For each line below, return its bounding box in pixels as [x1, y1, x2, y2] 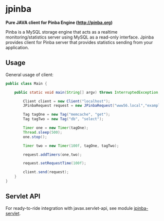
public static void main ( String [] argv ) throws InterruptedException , [14, 90, 161, 95]
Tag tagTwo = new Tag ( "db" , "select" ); [23, 117, 104, 121]
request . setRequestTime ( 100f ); [23, 161, 87, 166]
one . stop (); [23, 134, 48, 140]
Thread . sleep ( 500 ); [23, 130, 63, 135]
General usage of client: [5, 72, 54, 78]
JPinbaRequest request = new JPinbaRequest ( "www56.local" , [23, 103, 146, 108]
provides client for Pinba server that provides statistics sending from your [5, 39, 153, 45]
